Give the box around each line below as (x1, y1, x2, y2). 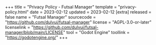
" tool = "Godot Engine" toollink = (62, 30, 130, 35)
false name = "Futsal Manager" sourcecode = (5, 14, 96, 20)
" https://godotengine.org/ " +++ (5, 34, 68, 40)
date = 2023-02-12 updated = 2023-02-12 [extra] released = (30, 9, 152, 15)
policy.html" (5, 9, 29, 15)
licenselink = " (5, 24, 34, 30)
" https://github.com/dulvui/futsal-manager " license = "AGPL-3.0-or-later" (5, 19, 152, 25)
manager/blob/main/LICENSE (5, 30, 63, 35)
